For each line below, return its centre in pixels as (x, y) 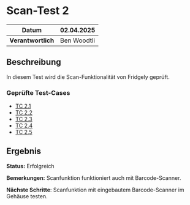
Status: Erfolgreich (30, 166)
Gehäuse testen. (27, 196)
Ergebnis (24, 151)
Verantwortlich (32, 40)
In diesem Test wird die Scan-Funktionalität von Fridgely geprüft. (88, 76)
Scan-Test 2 (38, 11)
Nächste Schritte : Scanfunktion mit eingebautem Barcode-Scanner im (96, 190)
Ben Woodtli (78, 40)
